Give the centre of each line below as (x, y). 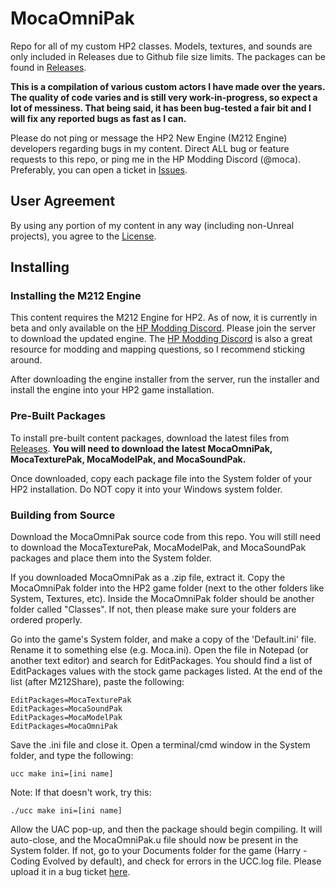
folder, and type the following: (72, 756)
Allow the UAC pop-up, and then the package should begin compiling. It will (166, 829)
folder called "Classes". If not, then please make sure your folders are (153, 609)
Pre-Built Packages (58, 416)
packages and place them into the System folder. (111, 558)
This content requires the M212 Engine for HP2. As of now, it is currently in (164, 318)
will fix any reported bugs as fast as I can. (98, 118)
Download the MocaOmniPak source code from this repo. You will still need (165, 537)
